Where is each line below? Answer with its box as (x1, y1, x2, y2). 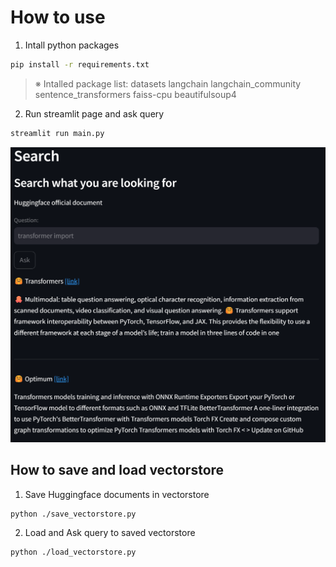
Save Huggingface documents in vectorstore (24, 488, 210, 500)
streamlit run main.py (10, 128, 105, 138)
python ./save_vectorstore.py (10, 509, 137, 519)
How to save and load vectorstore (10, 462, 225, 479)
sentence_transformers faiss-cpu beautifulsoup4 (34, 88, 237, 100)
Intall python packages (24, 39, 120, 51)
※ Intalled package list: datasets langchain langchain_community (34, 77, 302, 90)
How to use (10, 6, 106, 29)
